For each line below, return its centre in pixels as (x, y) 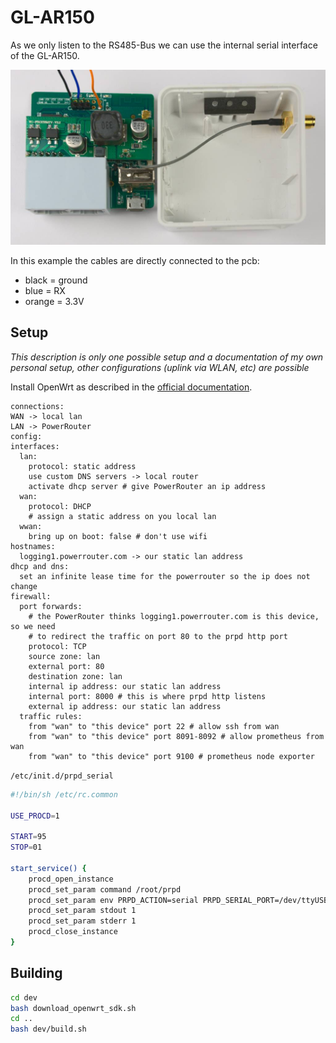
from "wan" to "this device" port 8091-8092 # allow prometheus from (176, 736)
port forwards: (51, 606)
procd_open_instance (71, 879)
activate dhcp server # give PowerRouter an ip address (147, 486)
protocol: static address (82, 466)
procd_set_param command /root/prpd (105, 889)
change (24, 586)
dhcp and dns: (40, 566)
